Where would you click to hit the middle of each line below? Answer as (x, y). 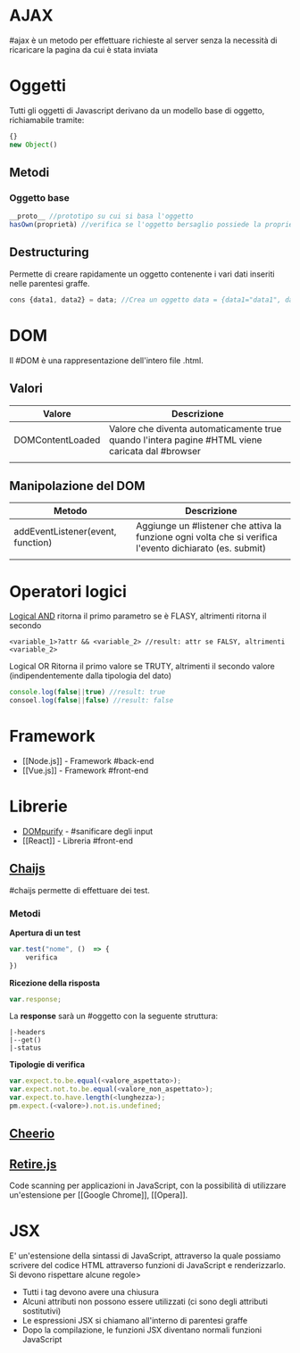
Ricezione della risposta (55, 983)
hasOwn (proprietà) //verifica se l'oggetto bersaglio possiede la (135, 225)
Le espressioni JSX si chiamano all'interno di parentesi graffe (135, 1321)
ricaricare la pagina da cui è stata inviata (84, 49)
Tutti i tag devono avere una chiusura (90, 1292)
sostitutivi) (42, 1311)
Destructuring (49, 252)
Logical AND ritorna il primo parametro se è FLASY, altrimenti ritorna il (138, 616)
